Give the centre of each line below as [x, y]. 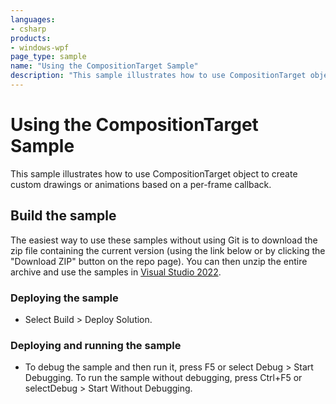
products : [31, 38]
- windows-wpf [40, 47]
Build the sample [63, 216]
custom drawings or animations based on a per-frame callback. [141, 184]
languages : [33, 19]
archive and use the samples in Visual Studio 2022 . [116, 272]
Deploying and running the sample [96, 345]
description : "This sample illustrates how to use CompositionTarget [158, 76]
